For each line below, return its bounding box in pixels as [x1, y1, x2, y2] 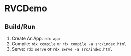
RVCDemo [4, 3, 47, 14]
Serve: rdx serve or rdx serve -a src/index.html [11, 46, 113, 52]
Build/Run [4, 23, 35, 31]
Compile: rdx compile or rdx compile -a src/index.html [11, 41, 127, 47]
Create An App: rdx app [11, 35, 60, 41]
